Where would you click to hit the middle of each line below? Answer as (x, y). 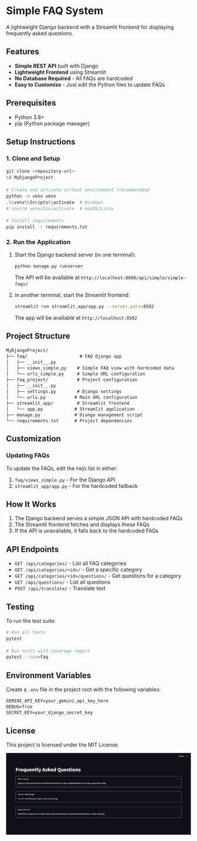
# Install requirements (35, 221)
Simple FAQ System (55, 11)
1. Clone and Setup (33, 158)
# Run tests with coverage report (48, 651)
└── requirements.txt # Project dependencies (69, 420)
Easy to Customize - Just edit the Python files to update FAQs (90, 84)
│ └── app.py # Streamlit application (70, 409)
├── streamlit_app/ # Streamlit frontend (68, 403)
